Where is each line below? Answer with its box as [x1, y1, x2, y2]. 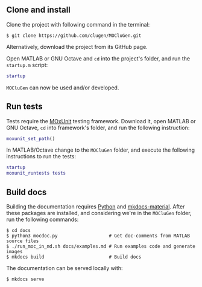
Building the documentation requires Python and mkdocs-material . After [6, 202, 185, 210]
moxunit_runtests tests [6, 170, 66, 176]
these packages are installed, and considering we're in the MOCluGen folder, [6, 209, 192, 216]
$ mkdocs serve [6, 276, 45, 282]
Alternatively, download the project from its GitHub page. [6, 43, 148, 50]
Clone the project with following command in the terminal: [6, 21, 150, 28]
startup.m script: [6, 61, 48, 68]
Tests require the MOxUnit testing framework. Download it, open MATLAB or [6, 117, 196, 124]
